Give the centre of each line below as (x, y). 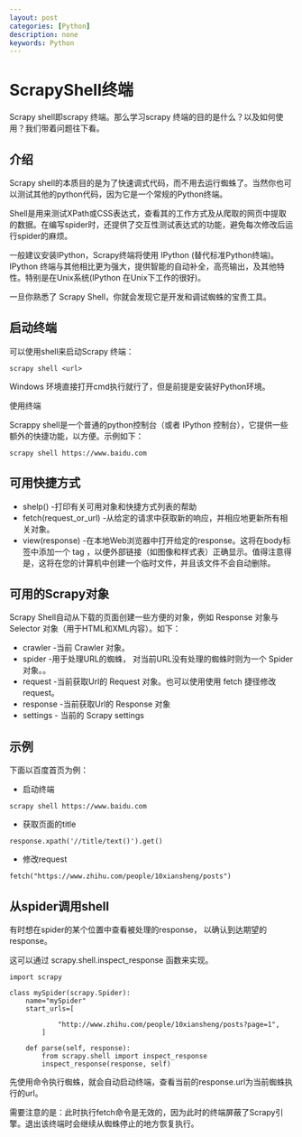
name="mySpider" (56, 1001)
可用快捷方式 (45, 483)
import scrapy (36, 977)
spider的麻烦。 (45, 236)
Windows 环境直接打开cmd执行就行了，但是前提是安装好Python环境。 (140, 386)
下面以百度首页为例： (49, 770)
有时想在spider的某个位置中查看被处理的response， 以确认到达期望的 (138, 929)
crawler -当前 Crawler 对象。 (76, 648)
